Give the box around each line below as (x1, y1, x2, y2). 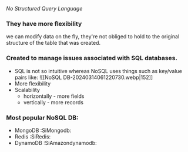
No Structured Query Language (6, 5, 83, 12)
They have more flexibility (6, 19, 82, 28)
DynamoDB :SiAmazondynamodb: (14, 139, 97, 146)
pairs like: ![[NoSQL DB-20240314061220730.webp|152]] (14, 74, 153, 81)
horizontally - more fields (23, 92, 85, 100)
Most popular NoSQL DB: (6, 113, 79, 121)
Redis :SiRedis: (14, 133, 51, 140)
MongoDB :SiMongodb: (14, 127, 72, 134)
